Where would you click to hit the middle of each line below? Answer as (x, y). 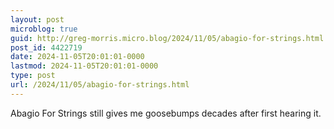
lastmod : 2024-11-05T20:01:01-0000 (84, 66)
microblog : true (44, 29)
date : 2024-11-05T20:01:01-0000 (77, 57)
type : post (33, 76)
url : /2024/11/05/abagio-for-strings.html (100, 85)
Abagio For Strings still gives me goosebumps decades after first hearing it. (166, 113)
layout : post (37, 19)
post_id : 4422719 (46, 47)
